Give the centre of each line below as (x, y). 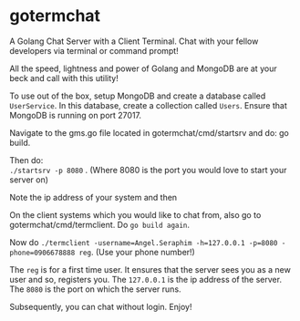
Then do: (26, 160)
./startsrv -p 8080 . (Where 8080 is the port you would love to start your (148, 170)
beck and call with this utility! (64, 78)
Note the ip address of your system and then (93, 197)
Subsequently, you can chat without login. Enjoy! (101, 306)
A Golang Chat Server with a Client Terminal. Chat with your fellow (134, 41)
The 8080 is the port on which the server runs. (95, 289)
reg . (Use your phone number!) (137, 252)
